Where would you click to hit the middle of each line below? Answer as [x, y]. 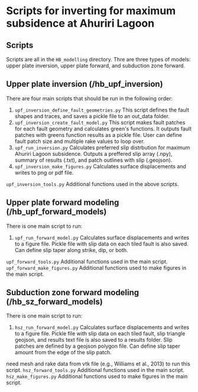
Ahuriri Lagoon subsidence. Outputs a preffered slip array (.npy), [93, 153]
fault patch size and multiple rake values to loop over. [79, 141]
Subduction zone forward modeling [73, 293]
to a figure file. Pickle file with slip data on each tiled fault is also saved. [102, 244]
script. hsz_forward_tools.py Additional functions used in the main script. [95, 370]
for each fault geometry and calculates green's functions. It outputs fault [103, 129]
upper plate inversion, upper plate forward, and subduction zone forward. [95, 66]
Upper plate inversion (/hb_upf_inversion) [85, 84]
